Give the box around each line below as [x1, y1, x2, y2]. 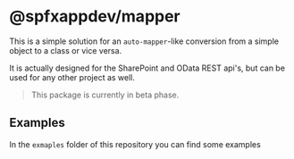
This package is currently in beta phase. [30, 89, 180, 100]
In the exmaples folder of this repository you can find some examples [9, 138, 261, 149]
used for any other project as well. [9, 71, 136, 82]
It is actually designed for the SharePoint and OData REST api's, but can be [9, 63, 286, 73]
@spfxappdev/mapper [9, 6, 181, 27]
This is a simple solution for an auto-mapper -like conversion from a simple [9, 36, 280, 46]
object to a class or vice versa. [9, 45, 122, 55]
